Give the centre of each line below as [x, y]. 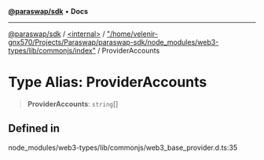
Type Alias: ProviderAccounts [108, 82]
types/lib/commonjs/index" [52, 51]
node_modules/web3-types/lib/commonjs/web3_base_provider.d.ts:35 [123, 147]
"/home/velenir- [132, 34]
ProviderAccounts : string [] [73, 104]
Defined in [34, 129]
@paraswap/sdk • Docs [48, 11]
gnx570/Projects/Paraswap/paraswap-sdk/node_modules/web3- [114, 42]
